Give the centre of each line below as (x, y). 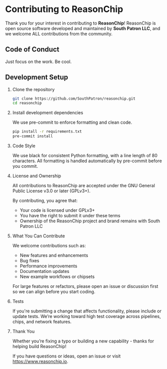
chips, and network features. (42, 322)
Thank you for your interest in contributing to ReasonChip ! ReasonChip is (81, 23)
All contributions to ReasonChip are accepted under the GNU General (84, 186)
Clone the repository (33, 89)
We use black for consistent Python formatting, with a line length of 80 (85, 156)
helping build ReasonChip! (39, 346)
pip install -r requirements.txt (47, 132)
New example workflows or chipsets (57, 277)
